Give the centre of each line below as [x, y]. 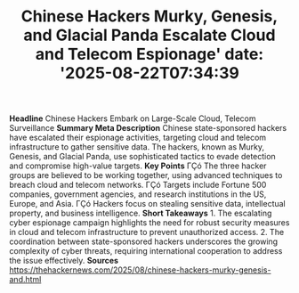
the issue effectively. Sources [64, 261]
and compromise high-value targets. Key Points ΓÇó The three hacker [138, 166]
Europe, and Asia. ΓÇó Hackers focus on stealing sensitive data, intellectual [148, 204]
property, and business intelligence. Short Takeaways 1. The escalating [141, 213]
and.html [25, 280]
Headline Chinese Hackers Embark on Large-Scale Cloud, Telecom [133, 118]
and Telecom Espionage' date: [149, 54]
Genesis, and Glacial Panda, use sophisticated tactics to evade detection [142, 157]
